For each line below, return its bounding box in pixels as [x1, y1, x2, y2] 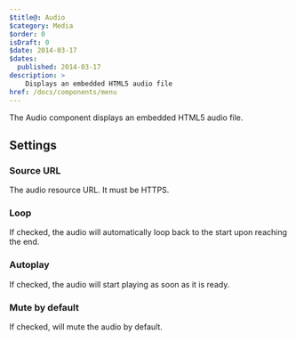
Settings [9, 137, 58, 152]
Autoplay [9, 259, 51, 272]
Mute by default [9, 301, 80, 313]
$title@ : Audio [9, 12, 66, 22]
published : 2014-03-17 [17, 63, 101, 72]
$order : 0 [9, 29, 46, 38]
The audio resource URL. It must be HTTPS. [9, 184, 170, 196]
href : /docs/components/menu [9, 87, 117, 96]
